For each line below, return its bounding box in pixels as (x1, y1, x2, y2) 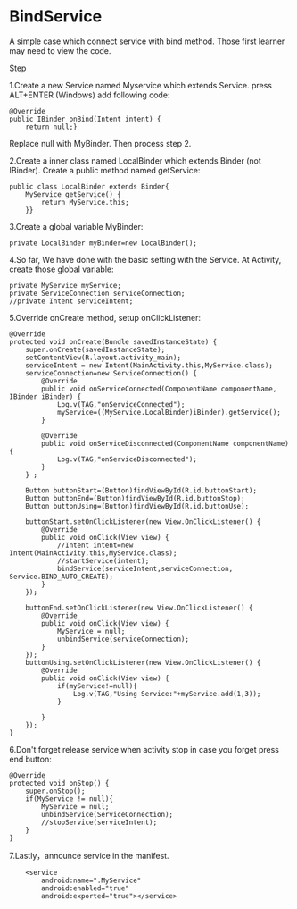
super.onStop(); (25, 787, 87, 795)
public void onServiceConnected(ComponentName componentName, (41, 384, 277, 393)
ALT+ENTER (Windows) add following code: (9, 89, 170, 100)
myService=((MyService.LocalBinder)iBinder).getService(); (56, 408, 281, 417)
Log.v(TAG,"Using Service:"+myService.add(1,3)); (72, 689, 261, 698)
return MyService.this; (41, 198, 129, 206)
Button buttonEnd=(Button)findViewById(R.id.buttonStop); (25, 493, 245, 502)
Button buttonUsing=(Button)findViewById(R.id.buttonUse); (25, 501, 250, 510)
